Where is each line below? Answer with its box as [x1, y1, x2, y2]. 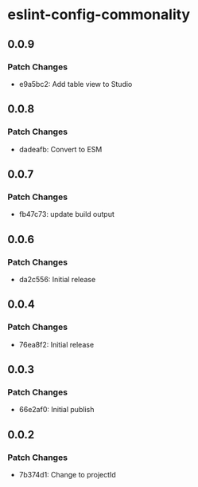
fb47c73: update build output [18, 210, 115, 219]
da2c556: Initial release [18, 274, 96, 284]
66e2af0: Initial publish [18, 405, 95, 414]
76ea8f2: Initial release [18, 340, 95, 349]
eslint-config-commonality [7, 6, 191, 24]
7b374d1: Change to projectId [18, 470, 116, 479]
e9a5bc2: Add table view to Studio [18, 79, 133, 88]
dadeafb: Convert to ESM [18, 144, 103, 154]
